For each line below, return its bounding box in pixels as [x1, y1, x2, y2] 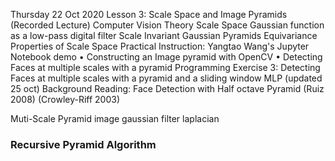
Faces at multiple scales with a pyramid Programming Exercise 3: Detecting [10, 62, 321, 73]
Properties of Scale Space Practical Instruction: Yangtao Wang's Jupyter [10, 40, 310, 52]
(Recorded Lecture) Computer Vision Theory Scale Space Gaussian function [10, 19, 325, 31]
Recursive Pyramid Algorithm [10, 137, 157, 151]
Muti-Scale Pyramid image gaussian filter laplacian [10, 113, 220, 124]
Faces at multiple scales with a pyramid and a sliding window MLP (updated [10, 72, 323, 84]
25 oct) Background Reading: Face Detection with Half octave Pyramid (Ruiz [10, 83, 325, 94]
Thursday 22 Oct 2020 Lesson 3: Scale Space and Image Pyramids [10, 9, 288, 20]
